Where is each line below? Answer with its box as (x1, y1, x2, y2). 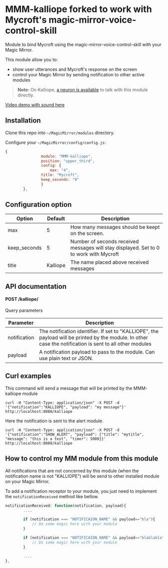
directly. (17, 92, 34, 98)
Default (47, 215, 65, 222)
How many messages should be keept (70, 223, 160, 231)
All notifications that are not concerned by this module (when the (5, 468, 139, 474)
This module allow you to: (5, 56, 58, 62)
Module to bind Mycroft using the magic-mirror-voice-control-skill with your (5, 41, 161, 47)
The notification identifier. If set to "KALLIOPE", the (39, 328, 159, 335)
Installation (5, 117, 41, 125)
